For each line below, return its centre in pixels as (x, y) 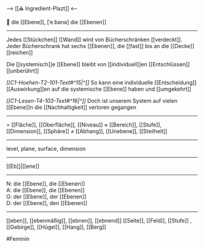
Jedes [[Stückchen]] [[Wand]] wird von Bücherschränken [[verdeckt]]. (94, 40)
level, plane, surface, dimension (46, 149)
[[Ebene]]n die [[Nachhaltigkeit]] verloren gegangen (71, 107)
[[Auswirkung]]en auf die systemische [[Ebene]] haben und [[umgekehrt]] (99, 89)
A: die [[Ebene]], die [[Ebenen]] (46, 190)
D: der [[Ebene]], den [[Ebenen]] (47, 203)
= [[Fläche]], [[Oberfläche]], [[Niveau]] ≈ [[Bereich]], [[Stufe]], (84, 125)
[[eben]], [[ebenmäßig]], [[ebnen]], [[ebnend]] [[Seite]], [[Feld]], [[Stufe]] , (99, 221)
